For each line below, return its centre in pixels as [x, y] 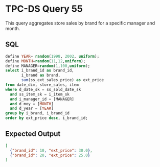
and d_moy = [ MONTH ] [32, 104]
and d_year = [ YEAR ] [32, 109]
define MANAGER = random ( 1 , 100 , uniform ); [48, 66]
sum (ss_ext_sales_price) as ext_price [62, 80]
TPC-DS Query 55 [44, 9]
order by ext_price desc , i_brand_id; [47, 118]
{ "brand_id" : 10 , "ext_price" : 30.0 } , [51, 150]
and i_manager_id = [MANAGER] [42, 99]
